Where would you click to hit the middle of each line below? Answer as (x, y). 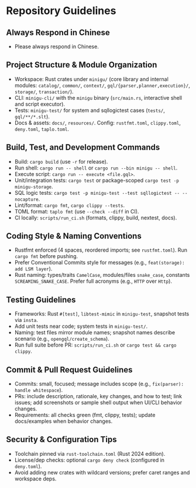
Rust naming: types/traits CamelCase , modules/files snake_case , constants (102, 275)
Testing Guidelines (41, 299)
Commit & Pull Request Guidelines (69, 370)
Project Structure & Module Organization (82, 65)
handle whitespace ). (39, 390)
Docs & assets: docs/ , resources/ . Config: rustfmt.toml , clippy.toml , (98, 123)
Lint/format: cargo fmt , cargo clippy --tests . (69, 205)
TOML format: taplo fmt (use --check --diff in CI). (77, 211)
